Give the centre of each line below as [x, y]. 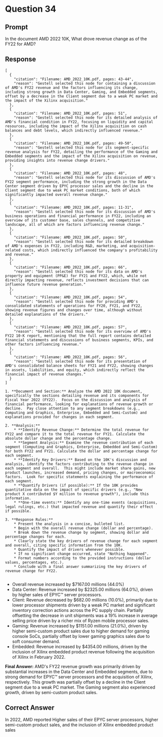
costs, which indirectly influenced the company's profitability [90, 250]
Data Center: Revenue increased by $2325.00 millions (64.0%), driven [82, 589]
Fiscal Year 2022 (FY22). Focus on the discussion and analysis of [76, 400]
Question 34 [31, 9]
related [13, 250]
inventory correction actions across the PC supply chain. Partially [78, 610]
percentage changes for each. [36, 537]
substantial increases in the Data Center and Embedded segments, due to [79, 672]
